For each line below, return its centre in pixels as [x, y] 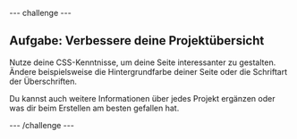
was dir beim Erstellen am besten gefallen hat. [94, 108]
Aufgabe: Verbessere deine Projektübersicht [137, 41]
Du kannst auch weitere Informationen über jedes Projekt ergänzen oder [142, 98]
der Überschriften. [43, 81]
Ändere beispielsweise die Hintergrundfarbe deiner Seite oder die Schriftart [148, 71]
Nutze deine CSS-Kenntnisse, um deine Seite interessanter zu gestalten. [143, 62]
